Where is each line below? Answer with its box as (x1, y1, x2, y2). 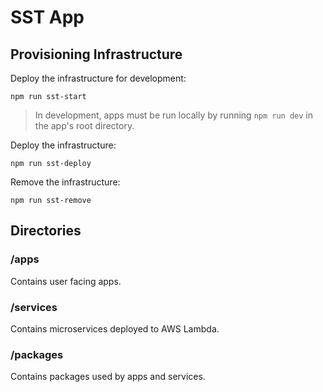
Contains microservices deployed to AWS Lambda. (10, 322, 220, 335)
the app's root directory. (34, 120, 135, 131)
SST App (10, 6, 85, 29)
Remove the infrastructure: (10, 176, 121, 188)
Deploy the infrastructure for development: (10, 72, 187, 84)
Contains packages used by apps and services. (10, 371, 206, 383)
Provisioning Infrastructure (10, 46, 183, 63)
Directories (10, 222, 82, 240)
